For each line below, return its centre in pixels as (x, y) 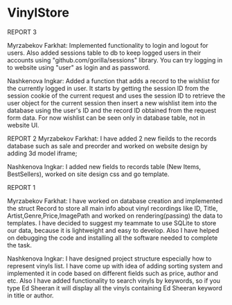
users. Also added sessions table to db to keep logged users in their (104, 53)
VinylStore (38, 13)
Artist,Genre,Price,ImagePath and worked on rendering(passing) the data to (115, 216)
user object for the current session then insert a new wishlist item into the (112, 103)
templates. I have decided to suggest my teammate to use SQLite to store (112, 223)
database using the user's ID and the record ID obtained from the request (112, 110)
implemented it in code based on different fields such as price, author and (113, 273)
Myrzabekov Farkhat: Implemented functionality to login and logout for (108, 45)
